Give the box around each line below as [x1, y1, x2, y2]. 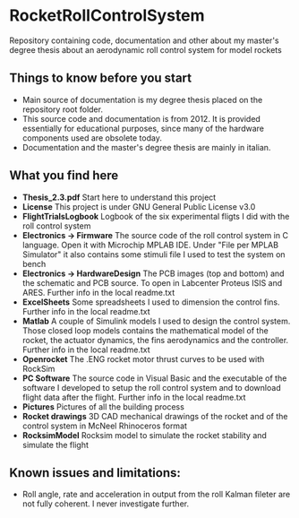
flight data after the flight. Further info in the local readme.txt [21, 392, 246, 402]
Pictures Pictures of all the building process [21, 401, 185, 412]
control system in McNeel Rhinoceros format [21, 420, 188, 431]
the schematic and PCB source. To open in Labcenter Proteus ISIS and [21, 277, 283, 288]
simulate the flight [21, 439, 90, 450]
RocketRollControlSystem [9, 5, 205, 26]
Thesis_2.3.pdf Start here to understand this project [21, 192, 217, 203]
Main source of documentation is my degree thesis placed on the [21, 94, 263, 105]
